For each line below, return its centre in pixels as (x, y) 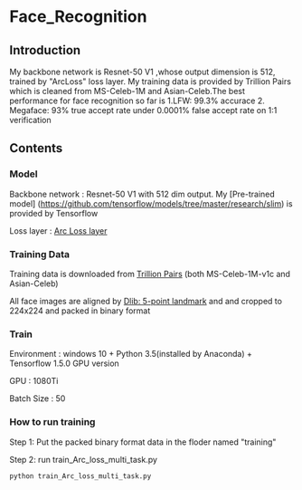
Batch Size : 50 (38, 399)
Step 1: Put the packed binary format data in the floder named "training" (143, 442)
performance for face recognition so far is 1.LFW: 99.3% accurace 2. (137, 101)
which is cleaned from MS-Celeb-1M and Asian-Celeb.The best (127, 91)
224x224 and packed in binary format (80, 311)
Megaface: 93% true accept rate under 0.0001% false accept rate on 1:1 (143, 110)
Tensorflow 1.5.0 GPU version (64, 363)
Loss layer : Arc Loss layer (58, 231)
